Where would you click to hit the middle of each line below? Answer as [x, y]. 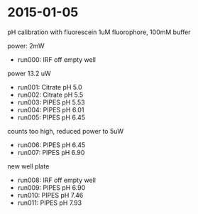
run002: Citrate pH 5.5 [50, 95]
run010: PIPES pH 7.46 [50, 195]
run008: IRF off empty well [56, 180]
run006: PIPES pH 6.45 [51, 145]
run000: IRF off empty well [57, 59]
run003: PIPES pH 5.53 [51, 102]
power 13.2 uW [29, 73]
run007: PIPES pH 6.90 [51, 152]
